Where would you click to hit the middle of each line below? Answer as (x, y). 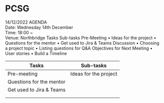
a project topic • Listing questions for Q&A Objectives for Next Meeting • (79, 48)
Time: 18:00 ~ (19, 32)
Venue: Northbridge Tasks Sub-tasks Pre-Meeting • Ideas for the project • (81, 38)
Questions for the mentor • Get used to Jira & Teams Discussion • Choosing (82, 43)
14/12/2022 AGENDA (26, 22)
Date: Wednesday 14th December (39, 27)
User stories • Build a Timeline (36, 53)
